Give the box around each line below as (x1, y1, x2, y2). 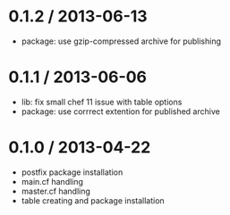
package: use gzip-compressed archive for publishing (21, 36, 221, 46)
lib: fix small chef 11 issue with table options (21, 96, 183, 107)
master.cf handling (21, 186, 91, 196)
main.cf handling (21, 176, 84, 186)
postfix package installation (21, 167, 124, 178)
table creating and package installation (21, 194, 165, 206)
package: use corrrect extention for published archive (21, 105, 220, 117)
